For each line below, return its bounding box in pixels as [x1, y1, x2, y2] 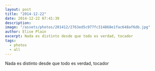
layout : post [5, 7, 31, 12]
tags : [5, 38, 16, 43]
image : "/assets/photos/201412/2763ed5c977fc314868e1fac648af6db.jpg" [5, 25, 151, 30]
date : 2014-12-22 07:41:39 [5, 16, 60, 21]
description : [5, 20, 31, 25]
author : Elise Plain [5, 29, 47, 34]
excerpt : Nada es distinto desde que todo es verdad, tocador [5, 34, 133, 39]
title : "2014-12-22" [5, 12, 47, 16]
